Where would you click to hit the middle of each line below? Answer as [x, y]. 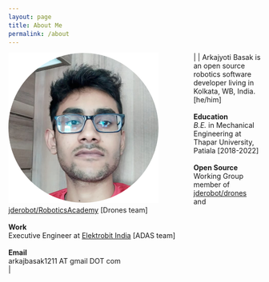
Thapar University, [224, 142]
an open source [219, 66]
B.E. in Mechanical [224, 125]
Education [211, 117]
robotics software [223, 74]
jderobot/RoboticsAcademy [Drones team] [78, 210]
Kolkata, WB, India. [225, 91]
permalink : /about [39, 34]
